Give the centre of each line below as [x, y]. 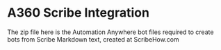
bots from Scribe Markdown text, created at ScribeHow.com [93, 39]
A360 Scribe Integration [78, 13]
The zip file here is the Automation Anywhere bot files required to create [110, 32]
